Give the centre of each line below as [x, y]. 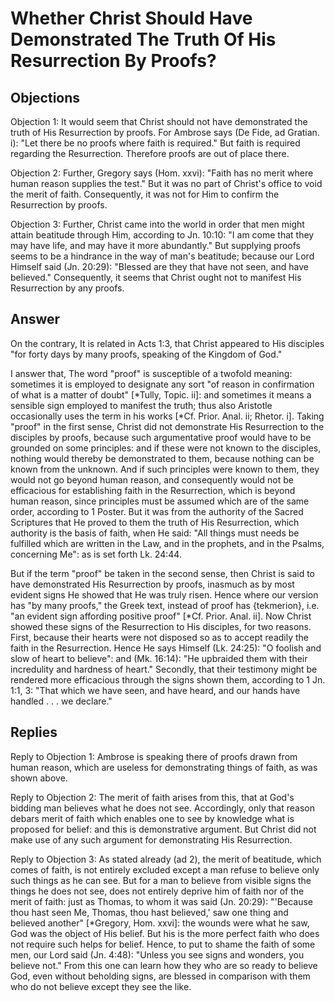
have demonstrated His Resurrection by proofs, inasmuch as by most [152, 584]
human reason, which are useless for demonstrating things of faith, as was [164, 767]
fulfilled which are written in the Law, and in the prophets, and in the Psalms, [167, 543]
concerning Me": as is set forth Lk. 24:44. [96, 554]
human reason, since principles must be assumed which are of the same [160, 501]
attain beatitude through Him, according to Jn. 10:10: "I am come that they [162, 235]
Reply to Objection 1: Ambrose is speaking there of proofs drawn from [154, 756]
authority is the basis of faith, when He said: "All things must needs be [155, 533]
